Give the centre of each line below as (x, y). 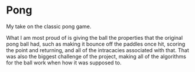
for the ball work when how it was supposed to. (64, 63)
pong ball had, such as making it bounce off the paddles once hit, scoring (96, 44)
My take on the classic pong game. (49, 26)
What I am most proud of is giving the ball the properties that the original (95, 37)
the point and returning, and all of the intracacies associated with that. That (97, 50)
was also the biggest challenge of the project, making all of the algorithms (96, 56)
